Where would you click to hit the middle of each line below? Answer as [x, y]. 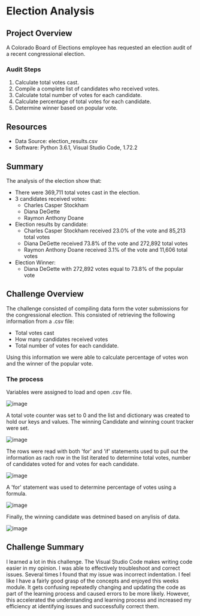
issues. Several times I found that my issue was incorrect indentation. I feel [99, 574]
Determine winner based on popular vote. [66, 108]
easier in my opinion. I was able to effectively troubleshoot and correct [93, 568]
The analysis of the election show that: [54, 180]
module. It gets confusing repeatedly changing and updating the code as [96, 587]
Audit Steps [24, 69]
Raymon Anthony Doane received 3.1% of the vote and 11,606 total [105, 249]
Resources [27, 127]
